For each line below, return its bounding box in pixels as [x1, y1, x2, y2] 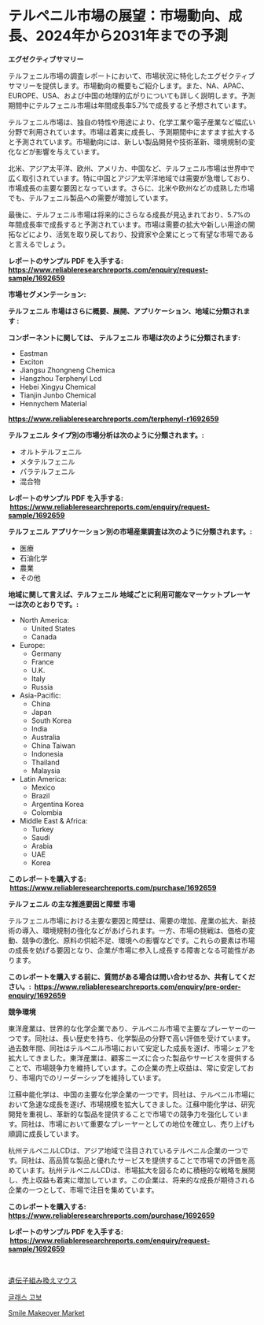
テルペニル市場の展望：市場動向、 [8, 7, 229, 25]
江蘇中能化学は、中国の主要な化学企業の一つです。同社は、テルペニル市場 [8, 1090, 249, 1099]
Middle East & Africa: [19, 816, 88, 825]
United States [31, 624, 76, 633]
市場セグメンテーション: [8, 289, 86, 299]
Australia [31, 732, 60, 742]
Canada [31, 631, 57, 642]
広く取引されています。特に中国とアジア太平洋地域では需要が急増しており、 [8, 173, 255, 183]
